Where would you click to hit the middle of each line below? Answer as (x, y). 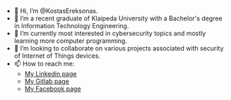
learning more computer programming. (70, 41)
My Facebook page (53, 89)
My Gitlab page (47, 81)
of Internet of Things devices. (57, 56)
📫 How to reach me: (44, 64)
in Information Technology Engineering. (71, 26)
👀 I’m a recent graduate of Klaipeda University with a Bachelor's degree (118, 18)
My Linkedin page (51, 74)
